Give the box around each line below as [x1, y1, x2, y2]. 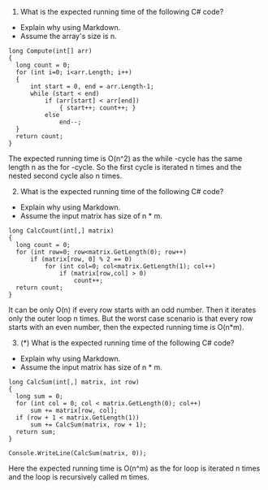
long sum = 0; [15, 392, 63, 401]
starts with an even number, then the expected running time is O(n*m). [8, 323, 244, 332]
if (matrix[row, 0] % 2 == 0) [29, 255, 132, 263]
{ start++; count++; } [59, 104, 136, 112]
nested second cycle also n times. [8, 171, 123, 180]
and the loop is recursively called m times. [8, 472, 150, 482]
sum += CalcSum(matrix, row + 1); [29, 421, 148, 429]
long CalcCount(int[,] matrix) [8, 227, 115, 235]
